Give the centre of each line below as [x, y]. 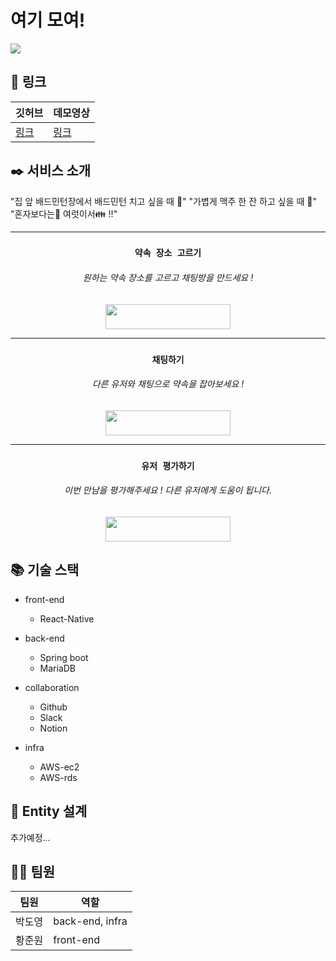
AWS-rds [58, 777]
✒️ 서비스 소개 [51, 171]
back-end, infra [90, 921]
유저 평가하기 [168, 465]
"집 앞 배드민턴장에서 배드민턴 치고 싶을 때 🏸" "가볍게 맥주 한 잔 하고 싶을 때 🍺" [163, 201]
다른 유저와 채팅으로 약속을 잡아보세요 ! [168, 384]
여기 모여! [48, 20]
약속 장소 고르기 [168, 253]
